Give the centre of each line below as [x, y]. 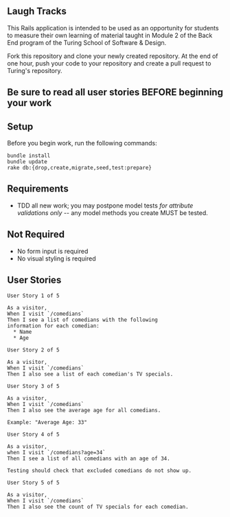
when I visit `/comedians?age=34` [57, 453]
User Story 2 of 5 [33, 350]
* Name [23, 332]
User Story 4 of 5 [33, 435]
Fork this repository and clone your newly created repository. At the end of [113, 56]
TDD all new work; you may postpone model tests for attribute [105, 205]
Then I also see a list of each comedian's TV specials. [90, 374]
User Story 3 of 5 [33, 386]
